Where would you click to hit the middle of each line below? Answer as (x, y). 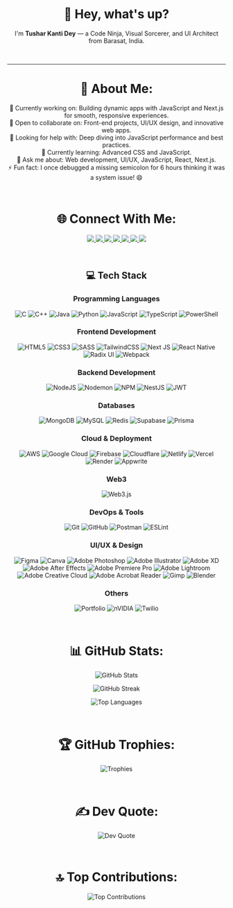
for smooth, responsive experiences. (116, 115)
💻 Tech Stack (116, 276)
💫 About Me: (116, 89)
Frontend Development (116, 332)
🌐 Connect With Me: (116, 219)
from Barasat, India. (116, 40)
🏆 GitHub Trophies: (116, 745)
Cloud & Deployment (116, 439)
